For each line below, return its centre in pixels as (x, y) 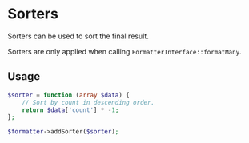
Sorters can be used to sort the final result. (78, 36)
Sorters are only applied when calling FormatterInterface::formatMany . (124, 51)
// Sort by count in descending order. (88, 102)
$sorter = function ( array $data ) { (68, 95)
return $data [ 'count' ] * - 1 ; (70, 110)
